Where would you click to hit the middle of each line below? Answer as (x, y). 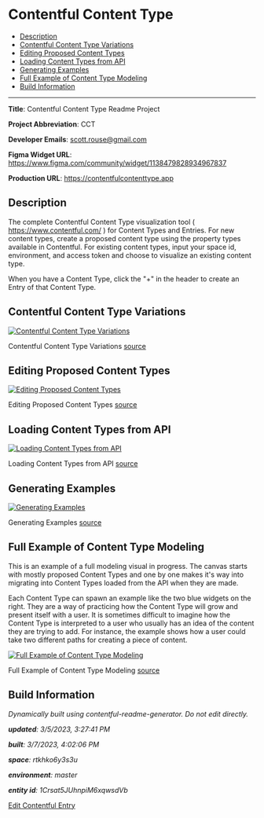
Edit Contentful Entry (42, 805)
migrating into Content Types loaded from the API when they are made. (123, 582)
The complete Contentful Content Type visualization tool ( (101, 222)
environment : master (43, 775)
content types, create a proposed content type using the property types (125, 238)
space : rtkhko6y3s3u (43, 759)
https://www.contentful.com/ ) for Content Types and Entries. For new (121, 230)
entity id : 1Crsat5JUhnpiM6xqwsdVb (68, 790)
